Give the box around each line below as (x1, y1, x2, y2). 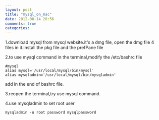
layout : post (5, 7, 32, 12)
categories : (5, 26, 30, 31)
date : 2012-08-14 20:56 (5, 16, 54, 21)
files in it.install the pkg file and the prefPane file (5, 45, 104, 51)
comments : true (5, 21, 37, 26)
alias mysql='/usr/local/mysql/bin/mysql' (5, 68, 94, 73)
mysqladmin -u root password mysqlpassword (5, 110, 97, 115)
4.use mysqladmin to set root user (5, 100, 75, 107)
